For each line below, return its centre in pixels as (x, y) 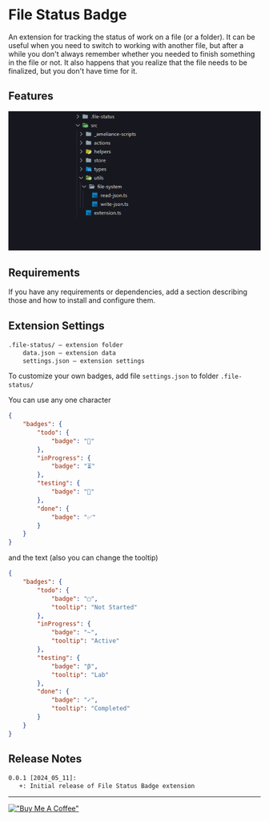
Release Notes (45, 759)
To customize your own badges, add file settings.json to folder (113, 376)
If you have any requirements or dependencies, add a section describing (128, 292)
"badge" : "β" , (74, 666)
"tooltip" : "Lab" (80, 674)
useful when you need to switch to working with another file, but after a (126, 45)
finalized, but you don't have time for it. (73, 70)
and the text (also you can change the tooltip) (83, 557)
